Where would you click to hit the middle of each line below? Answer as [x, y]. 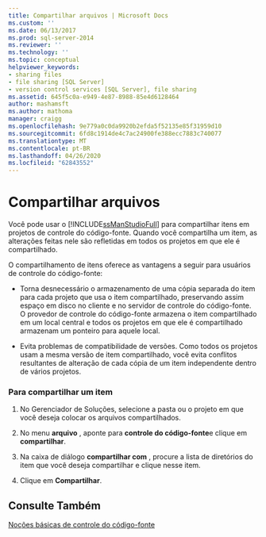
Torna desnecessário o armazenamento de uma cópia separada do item [137, 289]
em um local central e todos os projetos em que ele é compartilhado [131, 323]
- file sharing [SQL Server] [56, 82]
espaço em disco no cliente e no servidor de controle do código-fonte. [135, 305]
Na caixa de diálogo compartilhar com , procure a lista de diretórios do [136, 457]
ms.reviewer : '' [35, 45]
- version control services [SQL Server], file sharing [102, 89]
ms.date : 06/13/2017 [42, 30]
